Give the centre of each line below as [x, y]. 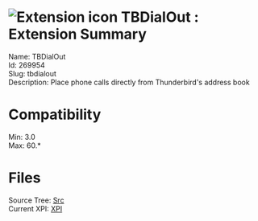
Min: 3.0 [22, 137]
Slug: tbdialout [32, 73]
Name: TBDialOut [37, 56]
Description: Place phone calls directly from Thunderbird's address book [129, 82]
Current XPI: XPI [35, 208]
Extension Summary [78, 34]
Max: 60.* [25, 145]
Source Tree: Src [36, 200]
